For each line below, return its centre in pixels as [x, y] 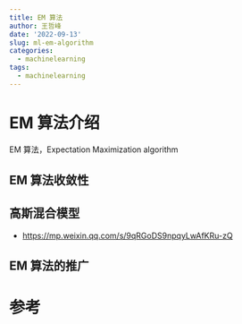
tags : [19, 68]
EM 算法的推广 [49, 266]
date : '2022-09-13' [46, 34]
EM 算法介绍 [54, 123]
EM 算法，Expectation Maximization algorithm [94, 149]
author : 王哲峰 [35, 26]
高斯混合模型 [45, 213]
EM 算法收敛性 [49, 180]
